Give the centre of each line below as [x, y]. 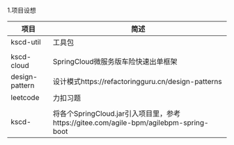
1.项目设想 [22, 10]
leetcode [25, 97]
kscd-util [26, 42]
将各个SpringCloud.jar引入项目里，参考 [117, 113]
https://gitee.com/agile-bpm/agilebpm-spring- [131, 122]
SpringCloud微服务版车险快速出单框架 [115, 61]
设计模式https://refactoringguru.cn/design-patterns [137, 82]
